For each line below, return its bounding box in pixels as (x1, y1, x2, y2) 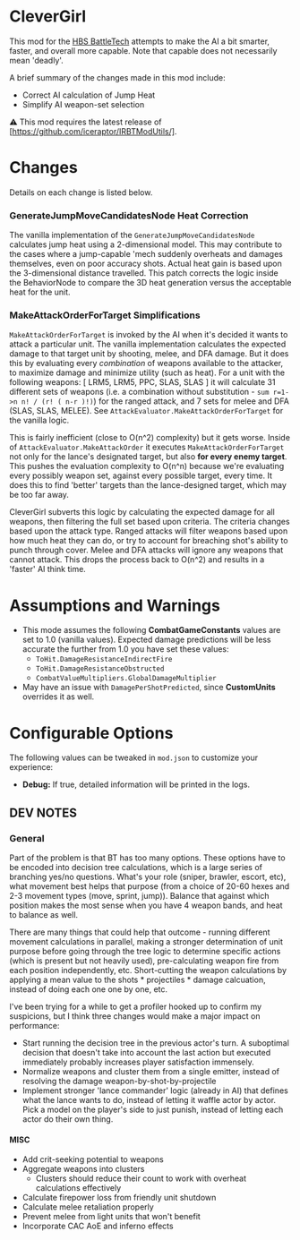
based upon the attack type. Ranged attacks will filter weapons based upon (9, 526, 288, 536)
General (9, 832, 45, 844)
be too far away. (9, 490, 70, 500)
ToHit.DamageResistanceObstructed (35, 664, 165, 673)
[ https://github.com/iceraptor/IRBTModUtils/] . (9, 125, 177, 136)
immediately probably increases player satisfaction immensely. (21, 1056, 254, 1067)
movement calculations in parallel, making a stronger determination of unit (9, 936, 284, 947)
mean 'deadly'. (9, 55, 64, 65)
